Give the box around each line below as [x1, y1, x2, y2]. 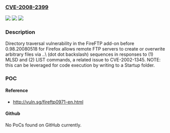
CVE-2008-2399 [5, 4, 49, 11]
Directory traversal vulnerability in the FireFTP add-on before [5, 40, 135, 47]
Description [5, 29, 35, 36]
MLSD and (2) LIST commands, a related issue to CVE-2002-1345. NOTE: [5, 56, 161, 62]
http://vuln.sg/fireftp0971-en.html [12, 99, 84, 105]
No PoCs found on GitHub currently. [5, 122, 82, 128]
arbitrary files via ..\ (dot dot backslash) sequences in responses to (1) [5, 51, 154, 57]
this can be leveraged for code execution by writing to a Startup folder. [5, 62, 155, 68]
